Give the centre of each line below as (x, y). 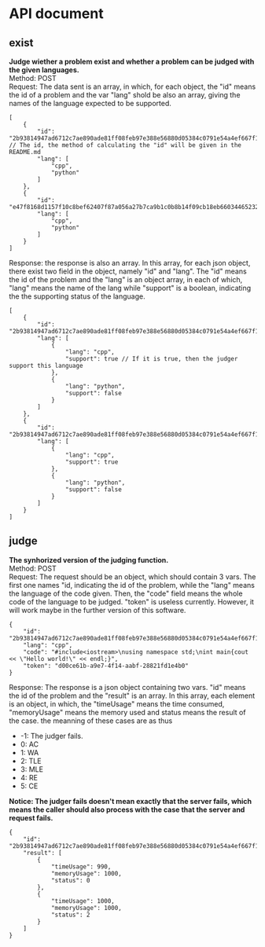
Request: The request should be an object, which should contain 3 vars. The (132, 576)
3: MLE (32, 769)
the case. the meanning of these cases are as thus (91, 721)
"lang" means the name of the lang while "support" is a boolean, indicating (130, 288)
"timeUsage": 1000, (83, 901)
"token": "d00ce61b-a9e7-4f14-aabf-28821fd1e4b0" (106, 666)
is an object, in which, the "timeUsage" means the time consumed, (117, 703)
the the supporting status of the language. (77, 296)
